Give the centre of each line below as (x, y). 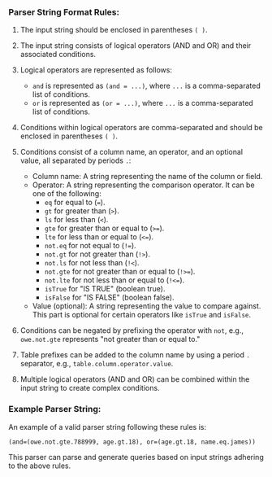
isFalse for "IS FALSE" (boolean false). (109, 298)
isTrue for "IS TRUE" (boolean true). (105, 289)
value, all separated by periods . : (76, 160)
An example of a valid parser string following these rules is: (108, 427)
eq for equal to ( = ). (75, 203)
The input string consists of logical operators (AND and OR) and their (136, 46)
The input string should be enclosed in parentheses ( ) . (114, 30)
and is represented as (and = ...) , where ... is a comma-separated (147, 86)
